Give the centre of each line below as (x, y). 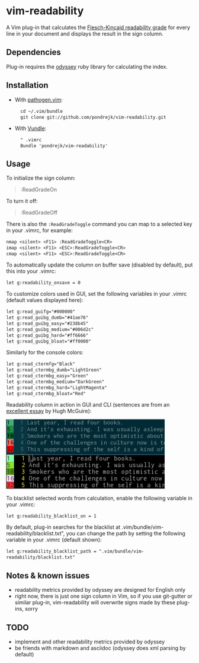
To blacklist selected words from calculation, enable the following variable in (99, 498)
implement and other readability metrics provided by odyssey (89, 642)
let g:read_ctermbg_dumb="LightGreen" (54, 370)
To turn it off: (22, 201)
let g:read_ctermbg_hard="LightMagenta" (57, 388)
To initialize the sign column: (41, 178)
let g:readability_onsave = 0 (44, 283)
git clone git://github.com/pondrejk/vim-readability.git (93, 117)
